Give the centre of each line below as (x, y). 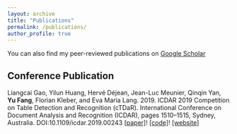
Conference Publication (61, 76)
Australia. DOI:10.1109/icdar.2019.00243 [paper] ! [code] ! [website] (103, 123)
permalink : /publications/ (47, 27)
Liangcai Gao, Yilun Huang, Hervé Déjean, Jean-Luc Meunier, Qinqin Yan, (114, 93)
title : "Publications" (41, 20)
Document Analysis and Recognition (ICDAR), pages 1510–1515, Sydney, (111, 115)
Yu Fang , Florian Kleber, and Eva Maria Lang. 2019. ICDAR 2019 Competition (118, 100)
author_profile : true (39, 33)
